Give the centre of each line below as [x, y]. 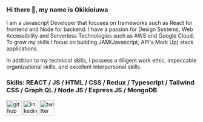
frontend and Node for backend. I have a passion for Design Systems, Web [100, 29]
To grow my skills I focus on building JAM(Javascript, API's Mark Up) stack [100, 42]
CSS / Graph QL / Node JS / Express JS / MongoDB [82, 90]
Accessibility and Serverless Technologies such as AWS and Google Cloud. [100, 36]
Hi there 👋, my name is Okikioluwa [57, 10]
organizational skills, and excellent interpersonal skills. [74, 67]
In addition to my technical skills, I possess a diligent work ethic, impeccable [101, 61]
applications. [22, 49]
